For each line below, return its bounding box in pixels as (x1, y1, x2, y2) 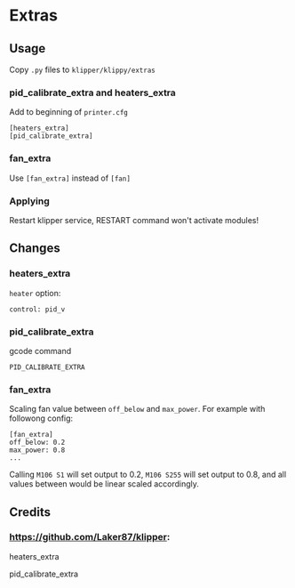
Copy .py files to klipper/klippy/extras (9, 64, 155, 75)
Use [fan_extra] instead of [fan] (9, 173, 132, 183)
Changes (9, 241, 60, 256)
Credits (9, 504, 52, 520)
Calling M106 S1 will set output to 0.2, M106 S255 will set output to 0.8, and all (9, 469, 287, 480)
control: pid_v (9, 304, 66, 314)
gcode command (9, 345, 72, 356)
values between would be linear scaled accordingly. (9, 479, 200, 489)
